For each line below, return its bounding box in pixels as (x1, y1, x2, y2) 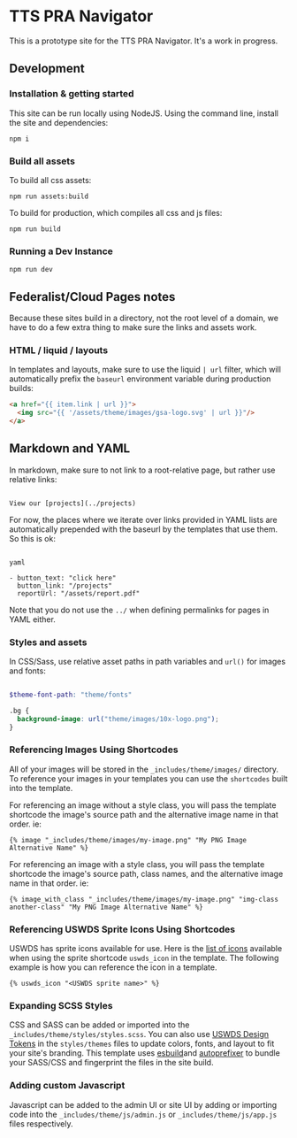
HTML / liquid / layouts (9, 343, 109, 356)
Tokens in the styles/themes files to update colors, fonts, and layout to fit (9, 1038, 275, 1050)
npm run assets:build (9, 192, 89, 201)
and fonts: (9, 665, 46, 676)
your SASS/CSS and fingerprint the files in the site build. (9, 1057, 214, 1068)
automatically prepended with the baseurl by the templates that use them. (9, 524, 278, 534)
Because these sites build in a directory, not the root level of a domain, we (9, 312, 278, 324)
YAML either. (9, 613, 56, 625)
